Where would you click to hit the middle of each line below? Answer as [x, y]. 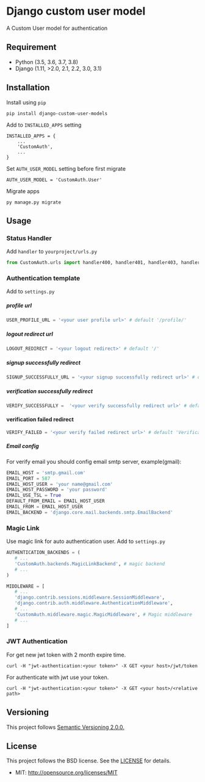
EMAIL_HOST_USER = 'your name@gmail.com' [60, 484]
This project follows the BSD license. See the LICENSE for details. [89, 761]
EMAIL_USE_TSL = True [34, 496]
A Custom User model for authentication [57, 28]
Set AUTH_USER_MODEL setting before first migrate [66, 168]
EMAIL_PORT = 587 [28, 478]
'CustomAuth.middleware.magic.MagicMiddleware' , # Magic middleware [103, 614]
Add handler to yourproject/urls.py [52, 252]
